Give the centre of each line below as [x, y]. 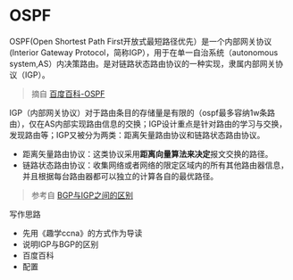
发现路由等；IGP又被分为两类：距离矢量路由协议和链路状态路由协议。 [137, 135]
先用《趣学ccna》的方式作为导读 [82, 233]
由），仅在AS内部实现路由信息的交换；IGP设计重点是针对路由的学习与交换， [148, 124]
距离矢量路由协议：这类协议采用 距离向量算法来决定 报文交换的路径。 [147, 153]
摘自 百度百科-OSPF [68, 94]
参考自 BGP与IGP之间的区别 [82, 195]
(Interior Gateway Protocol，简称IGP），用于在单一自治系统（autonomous [144, 52]
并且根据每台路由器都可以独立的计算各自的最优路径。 [120, 176]
